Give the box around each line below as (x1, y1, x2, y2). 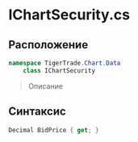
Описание (27, 81, 63, 90)
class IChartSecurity (23, 66, 95, 74)
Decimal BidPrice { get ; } (8, 126, 99, 134)
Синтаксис (8, 105, 66, 119)
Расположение (8, 38, 89, 52)
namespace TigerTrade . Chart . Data (8, 59, 121, 67)
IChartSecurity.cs (8, 6, 131, 24)
